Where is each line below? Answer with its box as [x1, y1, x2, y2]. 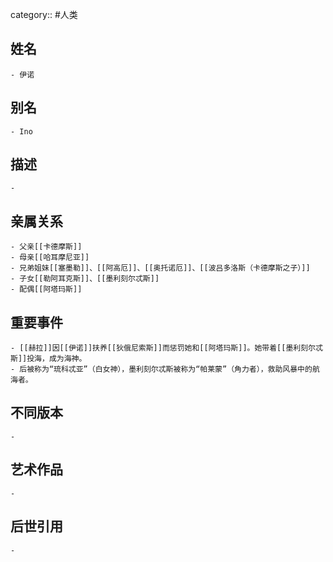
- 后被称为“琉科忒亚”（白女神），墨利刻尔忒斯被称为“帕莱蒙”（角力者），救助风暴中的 [10, 364, 313, 375]
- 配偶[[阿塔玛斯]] [10, 284, 83, 295]
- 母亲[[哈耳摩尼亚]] [10, 253, 90, 263]
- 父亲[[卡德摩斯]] [10, 242, 83, 252]
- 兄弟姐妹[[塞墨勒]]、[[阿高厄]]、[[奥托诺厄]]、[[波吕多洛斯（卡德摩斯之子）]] [10, 263, 311, 273]
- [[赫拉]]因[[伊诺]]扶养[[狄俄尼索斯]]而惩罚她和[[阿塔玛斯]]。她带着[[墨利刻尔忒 [10, 343, 323, 353]
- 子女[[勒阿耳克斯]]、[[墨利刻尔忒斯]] [10, 274, 160, 284]
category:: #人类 [10, 9, 78, 20]
